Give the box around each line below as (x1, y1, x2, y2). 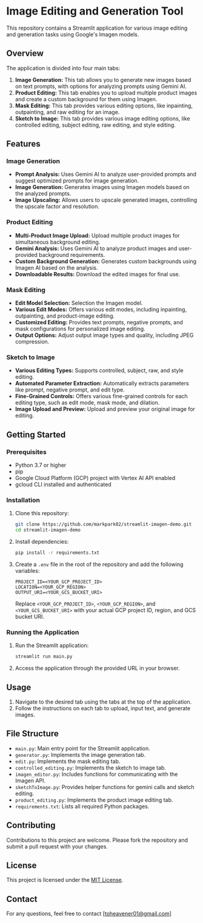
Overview (6, 48, 44, 59)
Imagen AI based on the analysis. (15, 264, 98, 271)
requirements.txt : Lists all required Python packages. (15, 802, 150, 810)
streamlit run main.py (15, 653, 73, 660)
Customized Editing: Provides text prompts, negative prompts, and (15, 319, 183, 326)
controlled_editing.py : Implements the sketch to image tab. (15, 764, 167, 771)
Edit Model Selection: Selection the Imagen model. (15, 299, 143, 307)
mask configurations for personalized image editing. (15, 325, 145, 333)
